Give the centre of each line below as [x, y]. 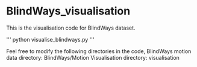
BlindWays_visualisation [68, 11]
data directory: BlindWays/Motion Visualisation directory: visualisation [93, 57]
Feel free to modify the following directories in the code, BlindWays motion [99, 51]
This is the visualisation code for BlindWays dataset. [71, 28]
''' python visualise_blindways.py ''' [50, 39]
